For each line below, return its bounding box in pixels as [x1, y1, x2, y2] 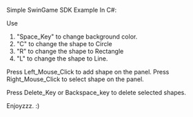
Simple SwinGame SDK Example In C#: [6, 6, 117, 14]
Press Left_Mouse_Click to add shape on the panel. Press [6, 68, 170, 76]
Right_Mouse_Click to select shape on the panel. [6, 75, 144, 83]
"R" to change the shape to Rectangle [16, 47, 124, 55]
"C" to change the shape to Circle [16, 40, 113, 47]
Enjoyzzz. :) [6, 102, 40, 109]
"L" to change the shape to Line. [16, 54, 108, 63]
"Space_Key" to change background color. [16, 32, 138, 41]
